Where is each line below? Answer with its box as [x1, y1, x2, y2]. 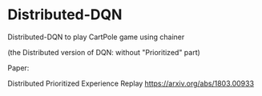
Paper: [7, 62, 30, 73]
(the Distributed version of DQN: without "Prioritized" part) [7, 47, 201, 57]
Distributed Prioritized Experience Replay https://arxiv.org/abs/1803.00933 [7, 78, 254, 88]
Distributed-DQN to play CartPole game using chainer [7, 32, 185, 42]
